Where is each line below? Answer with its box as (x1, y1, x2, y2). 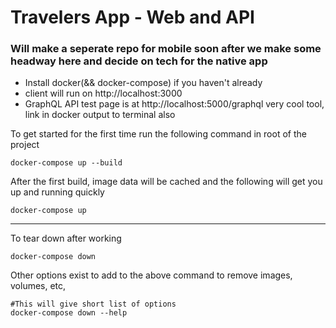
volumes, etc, (10, 280, 67, 292)
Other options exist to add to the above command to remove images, (10, 269, 293, 281)
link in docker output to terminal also (24, 109, 176, 121)
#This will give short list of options (10, 299, 177, 310)
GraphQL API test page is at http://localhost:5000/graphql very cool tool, (24, 98, 325, 110)
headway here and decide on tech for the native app (10, 54, 268, 68)
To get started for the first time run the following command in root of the (10, 128, 307, 140)
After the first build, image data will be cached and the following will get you (10, 176, 323, 188)
